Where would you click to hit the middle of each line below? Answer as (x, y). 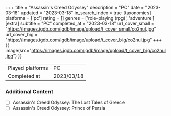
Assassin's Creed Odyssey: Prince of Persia (59, 108)
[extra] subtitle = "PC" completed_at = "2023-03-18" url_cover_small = (80, 23)
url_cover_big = (22, 34)
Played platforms (28, 68)
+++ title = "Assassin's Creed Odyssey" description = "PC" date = (75, 7)
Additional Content (29, 91)
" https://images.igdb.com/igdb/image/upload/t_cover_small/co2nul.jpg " (81, 29)
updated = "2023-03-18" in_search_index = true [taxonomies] (86, 13)
